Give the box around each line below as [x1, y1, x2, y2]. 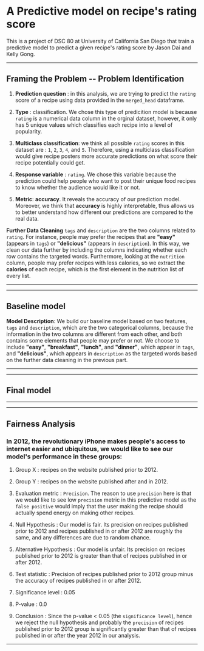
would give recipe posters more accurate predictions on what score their [15, 152, 197, 160]
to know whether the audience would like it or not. [15, 183, 141, 191]
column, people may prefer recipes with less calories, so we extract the [6, 259, 185, 266]
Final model [6, 385, 52, 396]
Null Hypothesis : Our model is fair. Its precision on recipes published [15, 521, 188, 528]
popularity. [15, 127, 42, 135]
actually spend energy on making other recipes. [15, 509, 135, 516]
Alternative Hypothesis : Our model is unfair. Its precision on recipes [15, 546, 186, 553]
